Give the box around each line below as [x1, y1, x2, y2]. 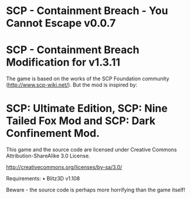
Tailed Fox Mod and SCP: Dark [6, 114, 156, 128]
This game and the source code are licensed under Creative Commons [6, 146, 177, 153]
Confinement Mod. [6, 127, 100, 140]
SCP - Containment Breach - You [6, 4, 168, 18]
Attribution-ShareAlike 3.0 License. [6, 152, 91, 159]
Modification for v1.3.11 [6, 56, 121, 69]
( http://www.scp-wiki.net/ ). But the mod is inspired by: [6, 81, 138, 88]
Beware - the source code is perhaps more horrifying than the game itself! [6, 186, 186, 194]
